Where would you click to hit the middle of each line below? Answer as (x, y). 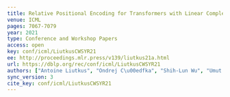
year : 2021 (23, 32)
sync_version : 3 (30, 77)
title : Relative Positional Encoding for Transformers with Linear (105, 13)
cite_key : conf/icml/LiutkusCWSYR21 (59, 83)
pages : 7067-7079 (32, 26)
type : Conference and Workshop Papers (62, 39)
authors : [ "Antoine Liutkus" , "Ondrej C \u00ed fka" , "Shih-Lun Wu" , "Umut (115, 70)
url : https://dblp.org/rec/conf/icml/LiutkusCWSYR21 (84, 64)
